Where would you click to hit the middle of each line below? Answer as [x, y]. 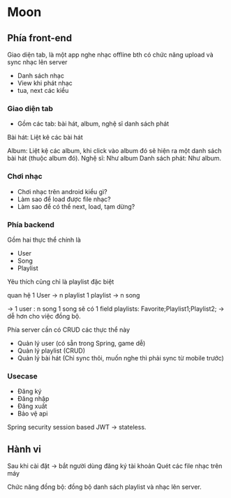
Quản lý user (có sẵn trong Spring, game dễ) [81, 343]
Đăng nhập [33, 399]
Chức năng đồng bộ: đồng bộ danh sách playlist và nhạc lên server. [104, 487]
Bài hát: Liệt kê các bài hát [45, 138]
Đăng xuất [32, 407]
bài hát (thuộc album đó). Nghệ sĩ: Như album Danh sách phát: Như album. [114, 159]
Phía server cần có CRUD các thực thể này [69, 330]
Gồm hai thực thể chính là [44, 240]
